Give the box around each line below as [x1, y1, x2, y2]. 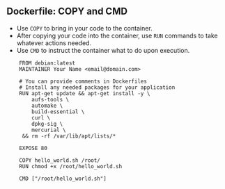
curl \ [31, 114, 51, 121]
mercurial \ [31, 126, 67, 133]
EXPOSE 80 [19, 145, 48, 151]
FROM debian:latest [19, 59, 76, 67]
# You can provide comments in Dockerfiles [19, 78, 148, 85]
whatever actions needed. [16, 38, 92, 47]
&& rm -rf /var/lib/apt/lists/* [22, 132, 116, 140]
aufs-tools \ [31, 96, 70, 103]
